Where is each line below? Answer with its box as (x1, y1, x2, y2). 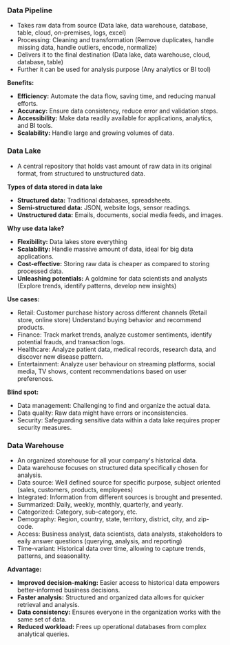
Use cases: (7, 295, 40, 303)
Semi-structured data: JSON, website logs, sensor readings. (17, 203, 191, 212)
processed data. (17, 267, 64, 275)
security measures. (17, 423, 72, 431)
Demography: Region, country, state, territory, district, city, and (17, 514, 197, 523)
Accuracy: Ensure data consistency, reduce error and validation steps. (17, 106, 218, 115)
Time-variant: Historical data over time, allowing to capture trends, (17, 544, 206, 552)
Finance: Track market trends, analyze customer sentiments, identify (17, 330, 212, 339)
